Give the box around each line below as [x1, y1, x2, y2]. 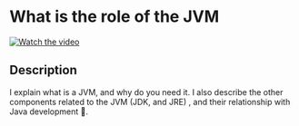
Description [9, 63, 77, 78]
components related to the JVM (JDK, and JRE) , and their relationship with [9, 96, 291, 107]
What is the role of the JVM [9, 6, 220, 27]
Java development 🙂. [9, 106, 89, 117]
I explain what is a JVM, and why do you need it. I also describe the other [9, 86, 284, 97]
